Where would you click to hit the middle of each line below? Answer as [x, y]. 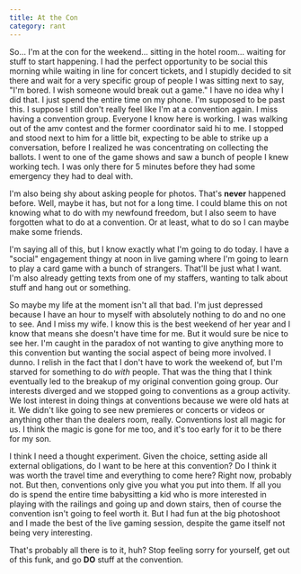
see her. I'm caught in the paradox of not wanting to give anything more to [146, 343]
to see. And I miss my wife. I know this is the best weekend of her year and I [150, 324]
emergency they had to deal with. [71, 175]
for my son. [31, 438]
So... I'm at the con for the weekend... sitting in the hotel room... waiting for [148, 51]
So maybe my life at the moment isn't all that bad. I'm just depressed [136, 305]
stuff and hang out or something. [70, 287]
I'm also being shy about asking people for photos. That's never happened [147, 193]
